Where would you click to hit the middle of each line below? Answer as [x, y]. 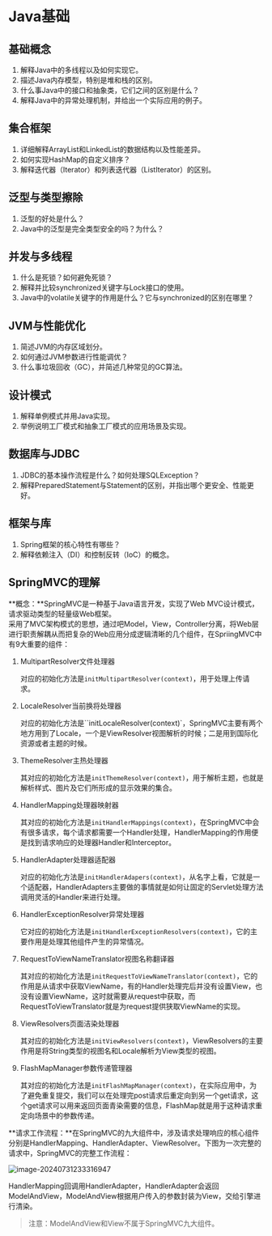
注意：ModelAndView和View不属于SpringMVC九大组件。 [123, 1223]
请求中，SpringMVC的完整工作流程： [70, 1153]
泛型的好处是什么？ [52, 219]
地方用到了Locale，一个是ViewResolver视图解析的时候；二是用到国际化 [139, 733]
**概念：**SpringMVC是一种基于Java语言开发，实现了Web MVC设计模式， [134, 603]
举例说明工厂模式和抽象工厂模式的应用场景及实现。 [105, 427]
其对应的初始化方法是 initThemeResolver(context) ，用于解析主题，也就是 [142, 777]
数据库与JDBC [44, 454]
